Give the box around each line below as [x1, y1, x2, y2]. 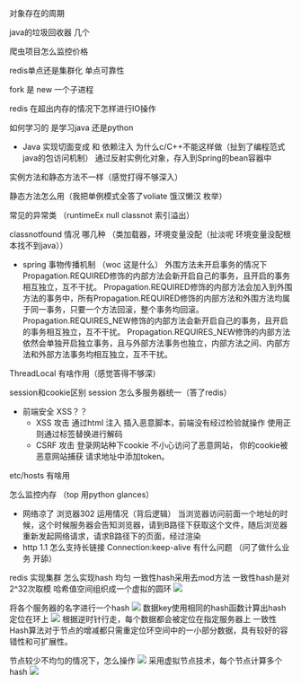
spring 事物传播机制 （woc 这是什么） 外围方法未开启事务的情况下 [22, 259, 268, 269]
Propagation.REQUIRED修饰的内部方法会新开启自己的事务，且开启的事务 [22, 270, 290, 281]
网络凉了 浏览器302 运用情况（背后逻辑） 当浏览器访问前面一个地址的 [22, 508, 280, 519]
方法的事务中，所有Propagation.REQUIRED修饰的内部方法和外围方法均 [22, 293, 283, 303]
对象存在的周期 [9, 8, 65, 18]
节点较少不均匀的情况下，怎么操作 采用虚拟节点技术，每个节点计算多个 [9, 655, 283, 666]
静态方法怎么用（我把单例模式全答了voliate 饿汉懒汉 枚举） [9, 191, 227, 201]
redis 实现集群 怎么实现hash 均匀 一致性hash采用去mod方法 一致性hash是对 [9, 573, 290, 583]
